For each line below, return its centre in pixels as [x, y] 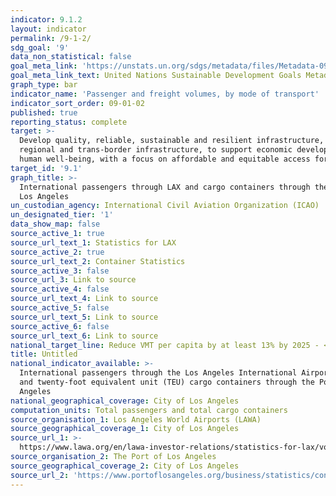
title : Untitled [44, 354]
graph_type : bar [44, 85]
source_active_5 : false [60, 308]
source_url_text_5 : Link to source [84, 317]
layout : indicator [48, 29]
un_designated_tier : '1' [62, 215]
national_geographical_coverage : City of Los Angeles [125, 401]
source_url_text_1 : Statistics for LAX [93, 242]
